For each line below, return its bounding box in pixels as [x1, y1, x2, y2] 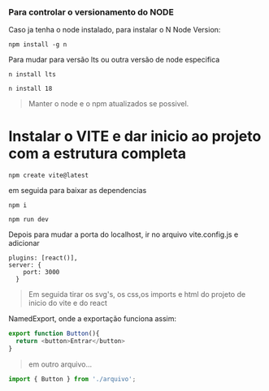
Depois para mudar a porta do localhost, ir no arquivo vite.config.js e [8, 230, 239, 239]
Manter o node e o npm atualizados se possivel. [28, 99, 189, 109]
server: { [8, 261, 42, 269]
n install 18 [8, 84, 53, 93]
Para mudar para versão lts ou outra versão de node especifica [8, 55, 220, 65]
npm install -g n [8, 41, 67, 49]
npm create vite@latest [8, 171, 89, 180]
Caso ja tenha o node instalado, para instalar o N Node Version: [8, 25, 221, 35]
